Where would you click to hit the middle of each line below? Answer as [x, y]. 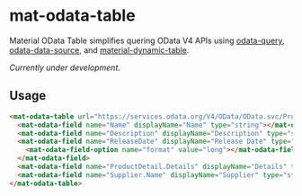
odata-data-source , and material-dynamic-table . [99, 49]
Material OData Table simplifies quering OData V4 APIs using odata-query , [147, 40]
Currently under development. [65, 67]
